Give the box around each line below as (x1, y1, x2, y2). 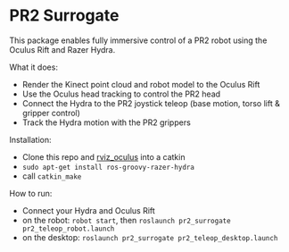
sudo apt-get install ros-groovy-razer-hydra (21, 163, 194, 172)
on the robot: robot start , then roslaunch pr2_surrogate (21, 214, 231, 225)
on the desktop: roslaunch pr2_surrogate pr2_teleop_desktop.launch (21, 231, 278, 242)
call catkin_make (21, 171, 82, 181)
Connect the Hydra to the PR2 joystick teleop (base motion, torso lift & (21, 97, 281, 108)
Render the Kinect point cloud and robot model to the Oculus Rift (21, 79, 260, 89)
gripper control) (21, 107, 80, 118)
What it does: (9, 62, 58, 72)
